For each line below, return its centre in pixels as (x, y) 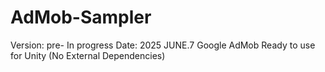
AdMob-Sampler (81, 17)
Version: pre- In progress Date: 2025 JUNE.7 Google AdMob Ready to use (163, 45)
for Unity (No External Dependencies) (88, 55)
